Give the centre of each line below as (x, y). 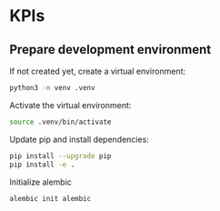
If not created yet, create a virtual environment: (98, 71)
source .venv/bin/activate (60, 122)
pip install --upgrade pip (60, 156)
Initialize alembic (41, 182)
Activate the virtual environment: (70, 105)
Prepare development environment (110, 50)
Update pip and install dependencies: (80, 139)
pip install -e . (42, 165)
